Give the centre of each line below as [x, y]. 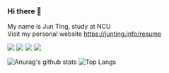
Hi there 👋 [25, 11]
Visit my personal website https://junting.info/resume [84, 34]
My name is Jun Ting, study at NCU [59, 27]
